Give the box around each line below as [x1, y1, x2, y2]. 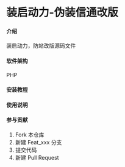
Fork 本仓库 [15, 131, 45, 138]
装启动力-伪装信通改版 [6, 6, 119, 20]
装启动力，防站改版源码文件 [6, 42, 76, 50]
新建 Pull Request [15, 154, 59, 161]
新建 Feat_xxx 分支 [15, 138, 62, 146]
